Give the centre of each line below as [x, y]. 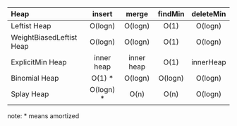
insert [102, 14]
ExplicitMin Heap [39, 62]
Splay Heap [30, 94]
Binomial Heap [35, 78]
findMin [171, 14]
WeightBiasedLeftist [44, 37]
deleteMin [209, 14]
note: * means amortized [43, 116]
